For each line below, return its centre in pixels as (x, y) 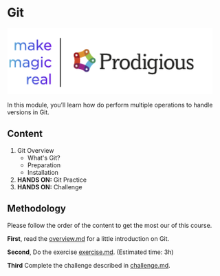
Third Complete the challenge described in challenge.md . (89, 265)
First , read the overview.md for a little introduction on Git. (88, 238)
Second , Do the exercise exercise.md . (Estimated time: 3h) (90, 252)
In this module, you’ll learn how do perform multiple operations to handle (110, 105)
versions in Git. (28, 112)
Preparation (44, 165)
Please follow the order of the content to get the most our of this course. (110, 225)
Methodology (37, 209)
